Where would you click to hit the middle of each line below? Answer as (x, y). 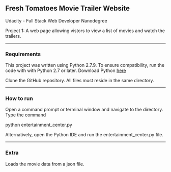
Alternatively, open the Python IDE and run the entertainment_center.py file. (84, 135)
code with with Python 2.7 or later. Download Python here (66, 70)
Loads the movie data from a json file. (45, 164)
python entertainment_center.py (39, 125)
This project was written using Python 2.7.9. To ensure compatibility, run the (85, 65)
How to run (19, 99)
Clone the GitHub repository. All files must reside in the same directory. (80, 81)
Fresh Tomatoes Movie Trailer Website (67, 8)
